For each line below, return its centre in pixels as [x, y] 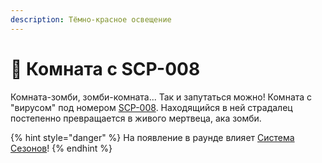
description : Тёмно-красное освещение [91, 19]
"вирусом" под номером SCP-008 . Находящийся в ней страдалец [151, 107]
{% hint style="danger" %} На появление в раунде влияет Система [152, 137]
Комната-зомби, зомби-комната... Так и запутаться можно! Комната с [161, 97]
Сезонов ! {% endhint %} [61, 148]
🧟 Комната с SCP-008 [105, 68]
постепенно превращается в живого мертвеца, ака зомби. [136, 118]
